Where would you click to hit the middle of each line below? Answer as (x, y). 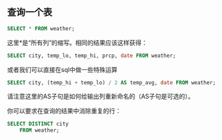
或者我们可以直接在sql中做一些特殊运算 (62, 69)
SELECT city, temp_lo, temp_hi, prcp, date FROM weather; (91, 56)
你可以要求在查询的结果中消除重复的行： (64, 111)
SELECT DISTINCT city (38, 124)
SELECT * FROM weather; (41, 28)
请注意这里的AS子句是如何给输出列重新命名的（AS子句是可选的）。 (101, 96)
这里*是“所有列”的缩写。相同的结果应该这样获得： (77, 43)
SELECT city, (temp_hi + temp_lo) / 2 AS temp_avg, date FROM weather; (111, 82)
